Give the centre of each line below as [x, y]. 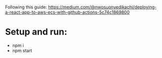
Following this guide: [26, 7]
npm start [22, 50]
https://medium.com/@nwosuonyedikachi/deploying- [102, 7]
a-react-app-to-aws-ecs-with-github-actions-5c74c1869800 [67, 12]
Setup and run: [36, 32]
